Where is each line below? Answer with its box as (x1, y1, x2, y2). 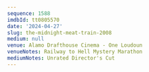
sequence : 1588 (7, 10, 51, 17)
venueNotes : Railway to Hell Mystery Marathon (7, 49, 143, 56)
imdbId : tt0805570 (7, 16, 60, 23)
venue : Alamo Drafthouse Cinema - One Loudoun (7, 42, 143, 49)
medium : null (7, 36, 45, 43)
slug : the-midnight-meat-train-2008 (7, 29, 112, 36)
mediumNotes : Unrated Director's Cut (7, 55, 115, 62)
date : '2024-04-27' (7, 23, 63, 29)
